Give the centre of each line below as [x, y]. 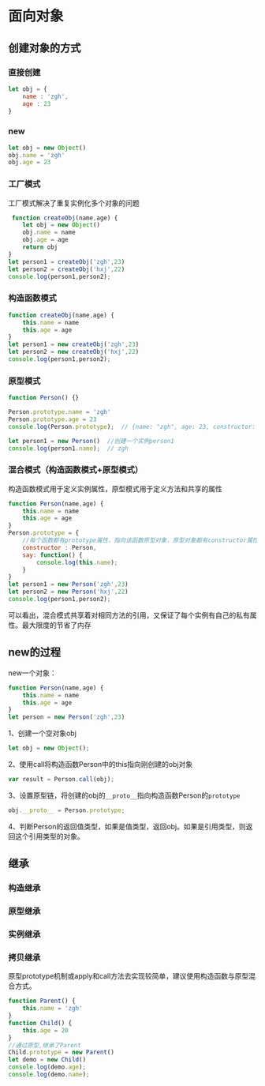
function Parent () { [42, 1001]
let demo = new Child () [47, 1060]
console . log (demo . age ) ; [47, 1067]
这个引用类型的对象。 [49, 836]
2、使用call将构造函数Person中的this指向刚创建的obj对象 [101, 765]
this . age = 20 [45, 1030]
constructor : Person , [60, 547]
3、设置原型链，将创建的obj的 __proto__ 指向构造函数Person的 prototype [124, 795]
